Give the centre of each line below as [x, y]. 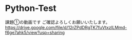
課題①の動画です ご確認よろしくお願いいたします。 [57, 22]
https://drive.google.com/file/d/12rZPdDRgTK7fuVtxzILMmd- [66, 27]
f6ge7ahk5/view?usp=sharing [35, 32]
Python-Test [31, 8]
